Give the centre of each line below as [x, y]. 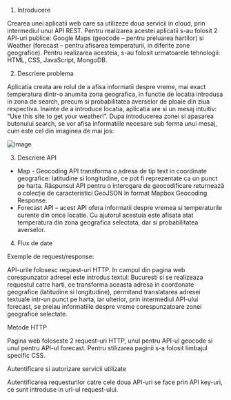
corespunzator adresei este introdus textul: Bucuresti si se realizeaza [105, 277]
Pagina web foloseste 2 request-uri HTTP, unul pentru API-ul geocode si [110, 341]
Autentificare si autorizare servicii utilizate [67, 369]
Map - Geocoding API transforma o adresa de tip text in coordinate [112, 171]
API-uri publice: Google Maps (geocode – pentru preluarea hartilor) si [106, 38]
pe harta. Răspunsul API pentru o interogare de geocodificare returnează [121, 185]
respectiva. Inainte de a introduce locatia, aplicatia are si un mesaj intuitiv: [112, 109]
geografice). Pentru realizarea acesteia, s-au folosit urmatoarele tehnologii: [114, 53]
